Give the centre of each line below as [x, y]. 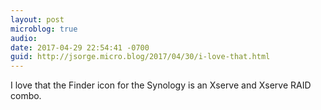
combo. [26, 96]
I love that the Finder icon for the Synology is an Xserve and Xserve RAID [161, 85]
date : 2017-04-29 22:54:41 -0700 [80, 47]
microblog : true [44, 29]
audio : [24, 38]
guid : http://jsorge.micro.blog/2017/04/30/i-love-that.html [140, 57]
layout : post [37, 19]
